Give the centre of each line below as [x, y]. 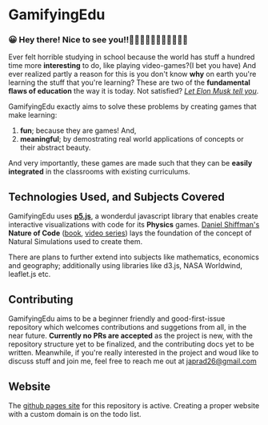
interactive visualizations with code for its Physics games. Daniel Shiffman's [134, 225]
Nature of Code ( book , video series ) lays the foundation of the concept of [130, 233]
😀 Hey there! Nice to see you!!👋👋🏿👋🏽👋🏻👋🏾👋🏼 [98, 40]
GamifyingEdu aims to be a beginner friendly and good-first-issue [117, 319]
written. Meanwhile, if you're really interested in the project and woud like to [134, 353]
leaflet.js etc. [30, 275]
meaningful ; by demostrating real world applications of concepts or [132, 139]
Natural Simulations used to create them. [76, 242]
